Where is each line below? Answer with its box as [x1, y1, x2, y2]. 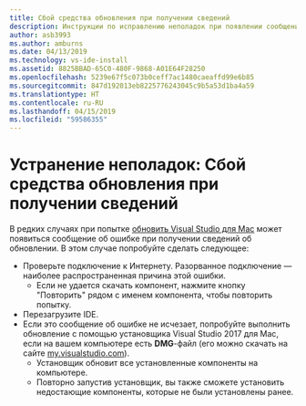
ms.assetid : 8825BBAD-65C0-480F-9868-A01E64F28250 [9, 65, 206, 74]
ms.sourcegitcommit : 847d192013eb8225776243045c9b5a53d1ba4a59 [9, 81, 255, 90]
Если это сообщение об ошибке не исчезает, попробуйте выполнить [22, 318, 291, 329]
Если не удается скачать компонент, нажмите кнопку [36, 280, 246, 291]
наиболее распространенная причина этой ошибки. [22, 270, 226, 281]
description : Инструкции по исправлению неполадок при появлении [9, 22, 262, 31]
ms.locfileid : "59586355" [9, 115, 107, 124]
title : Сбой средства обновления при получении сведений [9, 13, 230, 23]
